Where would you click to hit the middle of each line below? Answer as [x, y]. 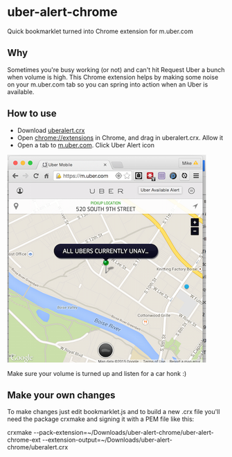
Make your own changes [61, 395]
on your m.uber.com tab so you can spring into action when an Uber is [108, 84]
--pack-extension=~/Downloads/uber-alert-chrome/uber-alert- [124, 433]
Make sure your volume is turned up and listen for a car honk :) [97, 373]
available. [21, 91]
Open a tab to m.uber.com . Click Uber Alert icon [86, 145]
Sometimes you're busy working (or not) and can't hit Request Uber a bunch [116, 69]
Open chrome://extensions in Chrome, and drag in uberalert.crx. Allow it [120, 137]
